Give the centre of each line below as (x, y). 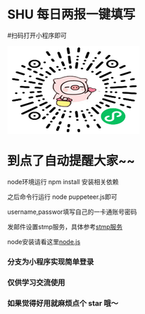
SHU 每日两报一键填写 (71, 14)
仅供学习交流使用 (36, 282)
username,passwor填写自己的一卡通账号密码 (72, 212)
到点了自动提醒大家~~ (71, 161)
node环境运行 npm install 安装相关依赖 (63, 181)
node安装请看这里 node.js (44, 241)
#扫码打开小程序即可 (37, 35)
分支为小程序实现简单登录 (51, 262)
